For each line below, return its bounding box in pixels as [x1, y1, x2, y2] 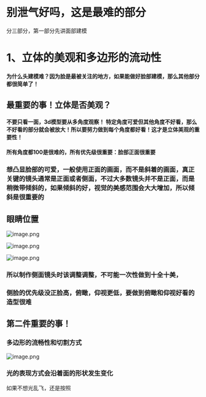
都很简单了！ [6, 80, 39, 88]
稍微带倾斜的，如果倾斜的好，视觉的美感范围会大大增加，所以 [6, 184, 189, 192]
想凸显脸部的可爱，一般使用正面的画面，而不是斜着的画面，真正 [6, 165, 195, 174]
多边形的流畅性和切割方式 [6, 338, 82, 347]
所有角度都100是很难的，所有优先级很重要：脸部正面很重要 [6, 148, 156, 156]
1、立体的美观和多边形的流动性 [6, 51, 162, 65]
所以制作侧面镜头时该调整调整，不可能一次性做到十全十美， [6, 270, 183, 279]
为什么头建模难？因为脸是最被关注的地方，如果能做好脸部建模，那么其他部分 [6, 72, 200, 80]
